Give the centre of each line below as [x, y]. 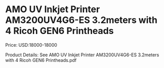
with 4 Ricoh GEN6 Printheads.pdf [41, 60]
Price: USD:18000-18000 [31, 45]
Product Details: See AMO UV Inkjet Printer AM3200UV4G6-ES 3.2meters [82, 55]
